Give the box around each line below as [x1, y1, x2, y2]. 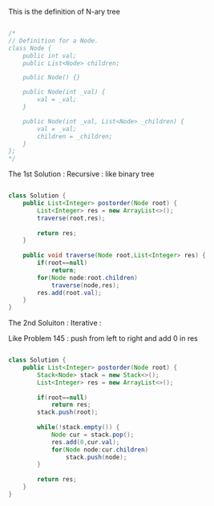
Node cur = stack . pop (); [50, 431, 135, 439]
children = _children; [37, 132, 113, 140]
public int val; [22, 51, 78, 59]
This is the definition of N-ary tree [8, 7, 120, 16]
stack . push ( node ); [65, 453, 127, 461]
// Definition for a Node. [8, 36, 99, 45]
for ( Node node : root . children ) [37, 273, 138, 281]
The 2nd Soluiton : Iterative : [8, 318, 102, 328]
